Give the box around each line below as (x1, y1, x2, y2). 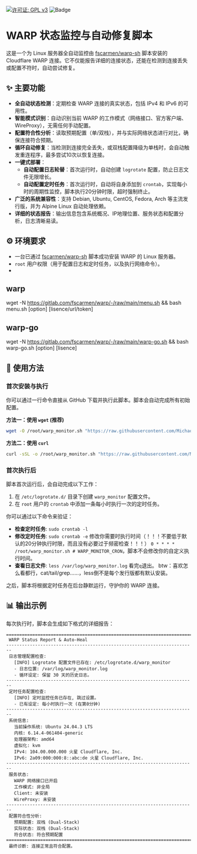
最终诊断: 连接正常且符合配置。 (8, 843, 75, 849)
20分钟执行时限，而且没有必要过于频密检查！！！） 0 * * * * (25, 540, 175, 547)
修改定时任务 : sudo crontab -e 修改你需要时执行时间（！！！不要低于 (14, 532, 182, 540)
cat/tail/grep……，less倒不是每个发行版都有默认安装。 (40, 569, 171, 576)
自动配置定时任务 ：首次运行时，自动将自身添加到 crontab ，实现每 (23, 180, 182, 187)
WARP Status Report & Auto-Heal (8, 637, 88, 643)
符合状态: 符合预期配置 (13, 832, 63, 838)
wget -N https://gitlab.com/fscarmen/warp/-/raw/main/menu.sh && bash (6, 300, 182, 307)
